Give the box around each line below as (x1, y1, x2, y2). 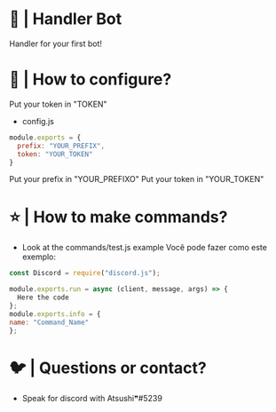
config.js (21, 115, 55, 126)
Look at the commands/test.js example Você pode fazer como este (21, 242, 268, 253)
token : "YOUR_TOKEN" (17, 149, 93, 159)
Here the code (17, 293, 69, 302)
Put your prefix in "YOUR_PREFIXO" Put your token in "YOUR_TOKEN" (9, 174, 264, 185)
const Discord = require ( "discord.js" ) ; (9, 269, 162, 278)
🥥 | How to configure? (9, 69, 172, 90)
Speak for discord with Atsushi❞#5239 (21, 393, 162, 404)
